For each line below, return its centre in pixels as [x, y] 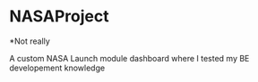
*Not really [30, 41]
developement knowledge [57, 68]
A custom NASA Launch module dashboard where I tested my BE [129, 58]
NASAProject [59, 16]
